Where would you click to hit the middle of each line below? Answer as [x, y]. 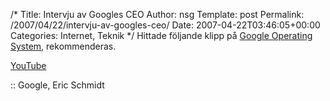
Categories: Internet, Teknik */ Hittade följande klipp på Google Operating [161, 35]
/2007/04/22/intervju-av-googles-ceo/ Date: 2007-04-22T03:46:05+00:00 [165, 25]
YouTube [28, 65]
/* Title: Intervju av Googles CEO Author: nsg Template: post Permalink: [157, 14]
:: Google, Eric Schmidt [57, 85]
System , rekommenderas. [63, 46]
